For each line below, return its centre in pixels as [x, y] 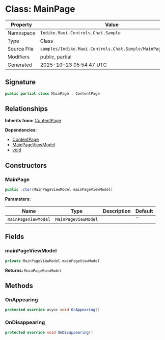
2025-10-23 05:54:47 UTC [73, 65]
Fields [15, 237]
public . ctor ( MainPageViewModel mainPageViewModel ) [59, 190]
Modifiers [19, 56]
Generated [20, 65]
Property [21, 25]
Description [117, 211]
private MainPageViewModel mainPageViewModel [52, 261]
